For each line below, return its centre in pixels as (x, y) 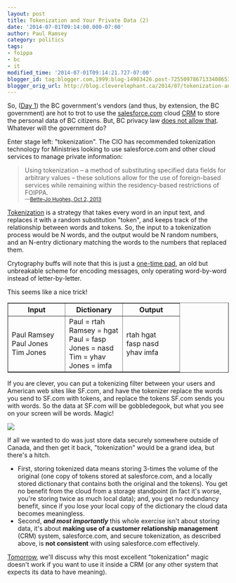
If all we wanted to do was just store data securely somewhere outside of (113, 440)
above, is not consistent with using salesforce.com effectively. (109, 544)
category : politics (36, 40)
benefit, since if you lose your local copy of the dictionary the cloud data (123, 506)
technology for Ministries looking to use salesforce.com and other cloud (111, 149)
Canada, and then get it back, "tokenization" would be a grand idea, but (111, 448)
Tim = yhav (87, 357)
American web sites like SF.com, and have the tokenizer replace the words (115, 391)
